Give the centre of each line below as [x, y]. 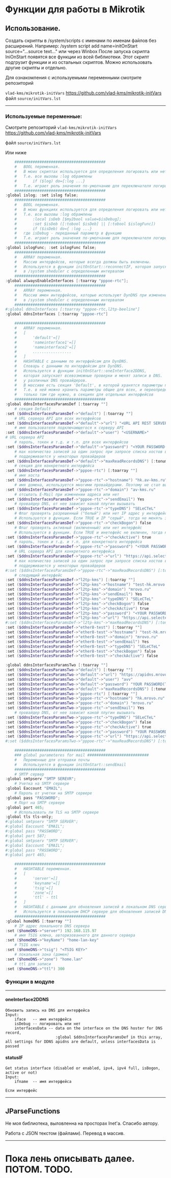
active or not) [21, 1073]
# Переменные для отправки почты [52, 760]
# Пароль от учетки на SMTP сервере [53, 793]
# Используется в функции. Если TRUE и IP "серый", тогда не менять [89, 518]
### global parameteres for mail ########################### [82, 755]
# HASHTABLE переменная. [43, 869]
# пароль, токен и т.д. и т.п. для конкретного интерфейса [78, 542]
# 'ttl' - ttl [36, 897]
